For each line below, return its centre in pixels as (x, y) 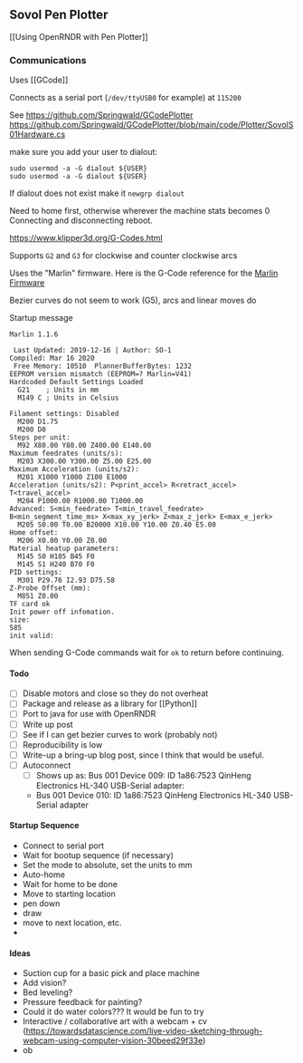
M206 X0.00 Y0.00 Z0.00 (62, 541)
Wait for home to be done (70, 884)
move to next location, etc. (72, 923)
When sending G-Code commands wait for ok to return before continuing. (147, 652)
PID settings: (36, 573)
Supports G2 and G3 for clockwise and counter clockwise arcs (123, 256)
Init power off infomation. (62, 612)
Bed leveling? (47, 992)
